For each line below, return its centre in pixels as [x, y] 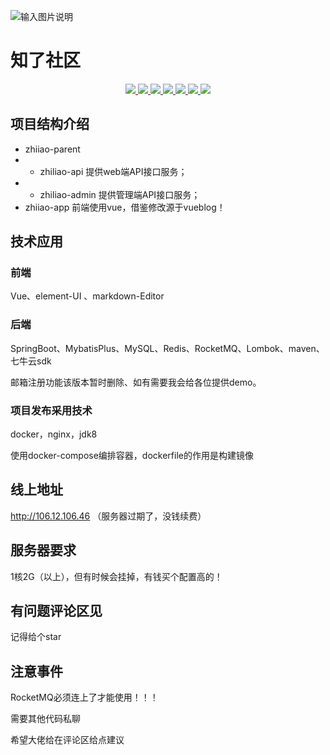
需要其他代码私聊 [45, 719]
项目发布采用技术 [51, 410]
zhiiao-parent [52, 149]
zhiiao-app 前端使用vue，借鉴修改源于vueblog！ [125, 207]
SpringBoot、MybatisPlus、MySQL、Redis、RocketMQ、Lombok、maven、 [167, 348]
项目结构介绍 [50, 124]
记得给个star [36, 637]
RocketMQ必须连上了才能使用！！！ [84, 697]
